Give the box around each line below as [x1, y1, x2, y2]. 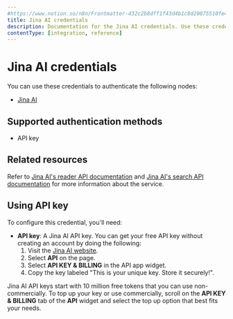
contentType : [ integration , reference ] [7, 29, 123, 37]
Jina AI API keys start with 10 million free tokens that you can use [7, 282, 193, 290]
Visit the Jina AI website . [27, 246, 98, 255]
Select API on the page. [27, 253, 96, 262]
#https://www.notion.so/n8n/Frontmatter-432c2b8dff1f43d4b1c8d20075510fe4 [7, 10, 228, 17]
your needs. [7, 304, 42, 312]
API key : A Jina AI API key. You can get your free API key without [17, 231, 203, 239]
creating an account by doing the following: [17, 239, 142, 247]
